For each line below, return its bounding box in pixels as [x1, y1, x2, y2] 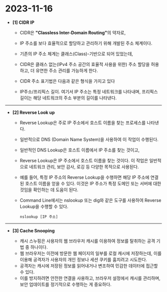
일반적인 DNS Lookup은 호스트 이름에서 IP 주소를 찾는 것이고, [19, 147, 140, 153]
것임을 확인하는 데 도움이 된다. [19, 187, 79, 193]
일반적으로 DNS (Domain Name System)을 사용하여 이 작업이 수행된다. [19, 136, 159, 142]
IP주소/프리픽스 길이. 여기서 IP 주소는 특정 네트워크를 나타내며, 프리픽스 [19, 88, 158, 94]
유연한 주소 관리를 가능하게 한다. [35, 68, 98, 73]
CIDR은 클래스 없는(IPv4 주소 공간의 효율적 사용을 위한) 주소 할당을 [19, 61, 150, 67]
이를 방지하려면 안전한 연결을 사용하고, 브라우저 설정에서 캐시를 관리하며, [19, 275, 161, 281]
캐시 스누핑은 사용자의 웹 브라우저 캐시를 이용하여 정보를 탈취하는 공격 [19, 238, 156, 244]
